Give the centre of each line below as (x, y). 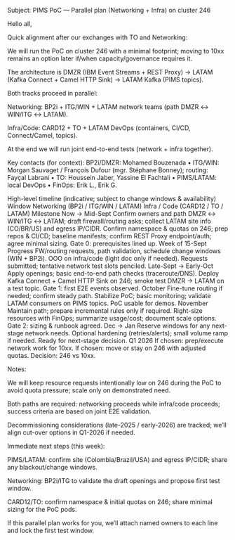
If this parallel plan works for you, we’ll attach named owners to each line (113, 523)
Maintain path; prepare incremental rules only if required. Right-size (105, 311)
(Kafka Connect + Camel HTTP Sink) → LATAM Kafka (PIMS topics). (106, 79)
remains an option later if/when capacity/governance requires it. (100, 58)
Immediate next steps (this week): (56, 446)
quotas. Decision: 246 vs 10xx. (52, 355)
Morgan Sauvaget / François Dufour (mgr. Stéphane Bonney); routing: (108, 170)
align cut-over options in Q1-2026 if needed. (71, 432)
